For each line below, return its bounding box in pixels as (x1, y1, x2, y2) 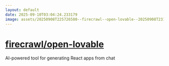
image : (5, 17, 19, 22)
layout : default (5, 7, 39, 13)
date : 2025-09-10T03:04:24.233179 (5, 12, 78, 17)
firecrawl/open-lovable (5, 38, 104, 50)
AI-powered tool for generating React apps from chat (5, 55, 116, 61)
